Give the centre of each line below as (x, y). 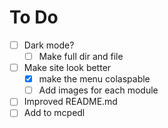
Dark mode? (49, 45)
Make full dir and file (81, 56)
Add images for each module (98, 90)
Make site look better (67, 68)
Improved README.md (70, 102)
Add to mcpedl (54, 113)
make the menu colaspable (94, 79)
